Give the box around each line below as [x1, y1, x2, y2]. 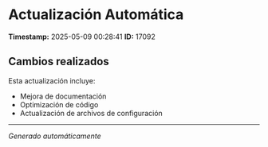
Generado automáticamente [8, 131, 101, 141]
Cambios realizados [8, 55, 109, 68]
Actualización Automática [8, 6, 184, 24]
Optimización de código [19, 99, 99, 109]
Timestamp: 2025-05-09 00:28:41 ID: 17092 [8, 32, 156, 41]
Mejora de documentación [19, 91, 107, 101]
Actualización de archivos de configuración [19, 108, 164, 118]
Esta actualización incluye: [8, 75, 96, 85]
